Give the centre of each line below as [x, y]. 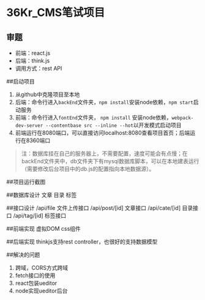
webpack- [182, 118]
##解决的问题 [23, 255]
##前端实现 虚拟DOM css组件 [43, 229]
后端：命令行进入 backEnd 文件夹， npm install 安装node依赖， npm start [104, 102]
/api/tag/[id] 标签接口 [40, 216]
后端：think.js [32, 61]
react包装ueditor [36, 283]
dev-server [29, 126]
